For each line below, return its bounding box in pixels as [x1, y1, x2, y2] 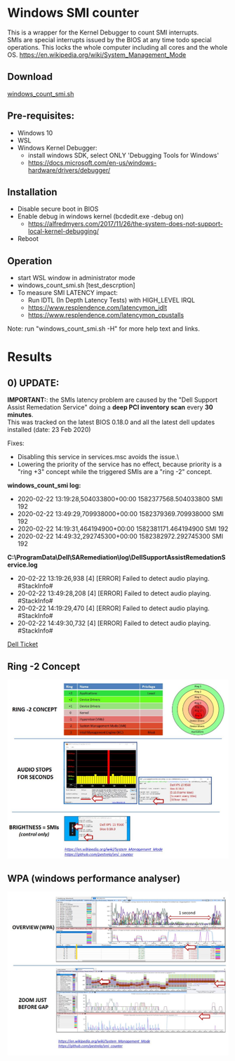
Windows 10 [17, 128, 53, 137]
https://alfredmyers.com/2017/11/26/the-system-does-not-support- [27, 220, 223, 228]
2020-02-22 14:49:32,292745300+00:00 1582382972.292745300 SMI [17, 532, 223, 541]
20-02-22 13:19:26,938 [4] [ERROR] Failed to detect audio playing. [17, 574, 210, 583]
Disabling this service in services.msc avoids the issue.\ [17, 453, 180, 461]
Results [7, 349, 53, 365]
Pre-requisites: [7, 110, 75, 122]
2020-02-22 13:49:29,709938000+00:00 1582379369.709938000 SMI [17, 510, 224, 518]
